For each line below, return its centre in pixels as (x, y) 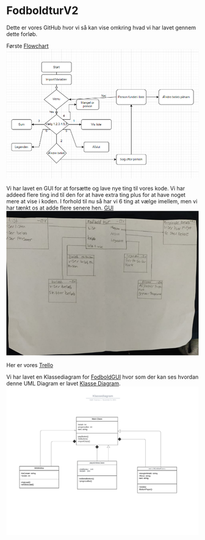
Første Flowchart (27, 46)
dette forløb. (22, 34)
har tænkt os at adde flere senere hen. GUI (60, 208)
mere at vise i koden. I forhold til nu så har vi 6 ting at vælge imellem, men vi (102, 201)
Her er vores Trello (30, 365)
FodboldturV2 (42, 11)
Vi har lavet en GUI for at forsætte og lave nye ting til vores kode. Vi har (96, 188)
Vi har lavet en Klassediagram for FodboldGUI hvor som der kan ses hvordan (103, 377)
